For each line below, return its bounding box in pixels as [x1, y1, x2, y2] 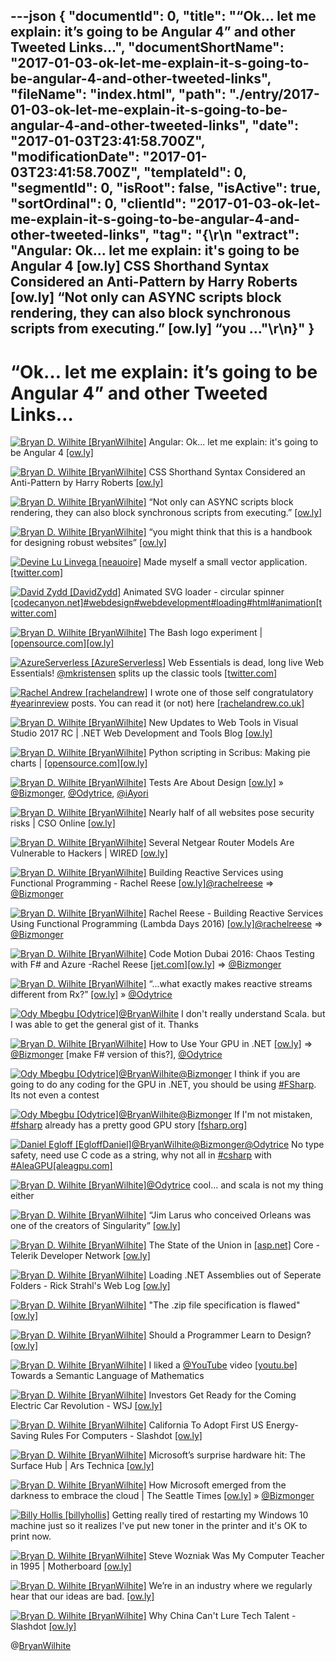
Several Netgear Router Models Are [148, 837, 295, 849]
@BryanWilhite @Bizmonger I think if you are [118, 1068, 301, 1080]
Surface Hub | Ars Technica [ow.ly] [10, 1460, 155, 1472]
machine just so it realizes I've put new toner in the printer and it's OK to [10, 1520, 308, 1532]
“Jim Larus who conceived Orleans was [148, 1209, 312, 1221]
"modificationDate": [10, 149, 140, 166]
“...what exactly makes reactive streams [148, 978, 313, 990]
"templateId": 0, [143, 164, 247, 181]
